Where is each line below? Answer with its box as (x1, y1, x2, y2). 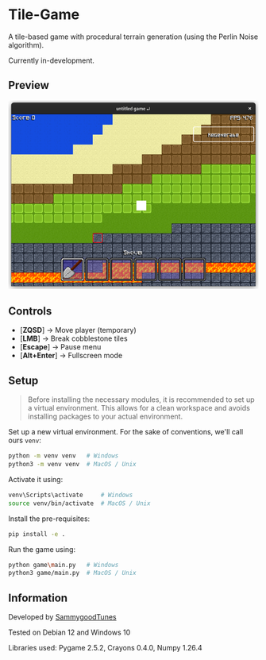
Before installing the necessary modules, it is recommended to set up (27, 395, 255, 404)
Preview (8, 79, 50, 92)
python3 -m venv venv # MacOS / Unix (8, 461, 137, 469)
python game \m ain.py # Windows (8, 561, 119, 569)
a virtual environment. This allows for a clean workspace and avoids (27, 403, 250, 413)
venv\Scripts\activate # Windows (8, 491, 133, 499)
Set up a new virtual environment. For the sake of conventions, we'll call (8, 427, 244, 437)
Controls (8, 304, 52, 318)
